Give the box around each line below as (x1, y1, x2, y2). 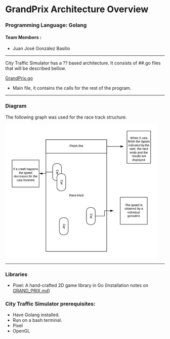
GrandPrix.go (5, 75, 33, 82)
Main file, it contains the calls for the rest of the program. (12, 85, 132, 91)
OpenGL (12, 328, 30, 334)
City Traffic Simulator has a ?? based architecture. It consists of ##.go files (5, 60, 161, 66)
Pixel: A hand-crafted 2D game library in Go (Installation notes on (12, 282, 149, 288)
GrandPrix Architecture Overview (5, 4, 149, 15)
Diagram (5, 102, 27, 109)
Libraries (5, 271, 28, 278)
